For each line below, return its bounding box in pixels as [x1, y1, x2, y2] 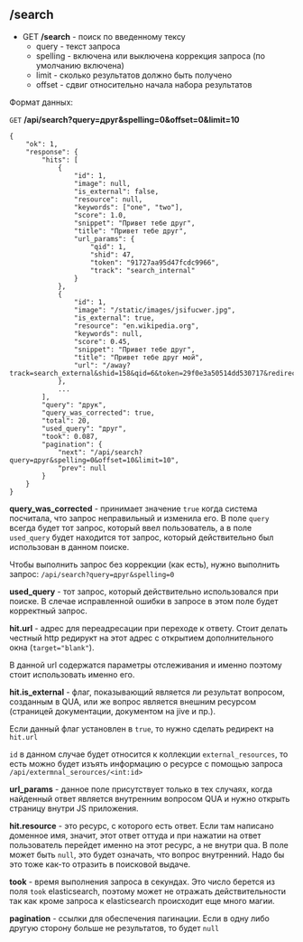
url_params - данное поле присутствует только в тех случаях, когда [9, 783, 273, 794]
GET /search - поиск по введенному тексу [22, 31, 187, 42]
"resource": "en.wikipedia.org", [73, 321, 200, 331]
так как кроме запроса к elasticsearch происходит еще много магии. [9, 895, 275, 906]
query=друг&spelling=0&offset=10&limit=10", [9, 455, 179, 464]
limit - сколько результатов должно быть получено [35, 70, 233, 80]
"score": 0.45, [73, 337, 131, 346]
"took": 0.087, [41, 432, 99, 441]
